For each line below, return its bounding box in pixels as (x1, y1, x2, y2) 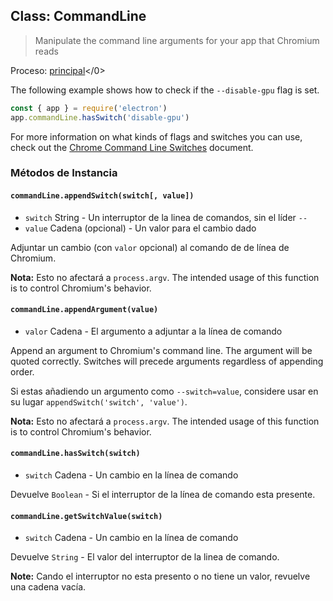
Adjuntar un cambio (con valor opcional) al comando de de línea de (10, 241, 290, 253)
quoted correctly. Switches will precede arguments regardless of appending (10, 355, 324, 367)
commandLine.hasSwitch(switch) (10, 449, 141, 459)
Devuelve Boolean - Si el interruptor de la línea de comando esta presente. (10, 489, 316, 501)
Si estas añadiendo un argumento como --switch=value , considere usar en (10, 385, 319, 397)
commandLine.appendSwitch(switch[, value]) (10, 191, 195, 201)
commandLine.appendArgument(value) (10, 305, 159, 315)
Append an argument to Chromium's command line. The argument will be (10, 344, 313, 356)
